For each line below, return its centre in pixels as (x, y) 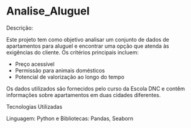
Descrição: (20, 28)
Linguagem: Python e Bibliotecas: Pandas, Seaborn (70, 118)
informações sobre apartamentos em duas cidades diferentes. (83, 95)
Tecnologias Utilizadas (34, 106)
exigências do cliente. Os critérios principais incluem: (73, 52)
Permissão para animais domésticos (60, 70)
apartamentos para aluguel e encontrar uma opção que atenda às (88, 46)
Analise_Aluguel (48, 11)
